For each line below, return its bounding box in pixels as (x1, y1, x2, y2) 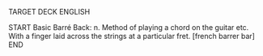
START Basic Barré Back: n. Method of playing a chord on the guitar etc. (8, 23, 249, 32)
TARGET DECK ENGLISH (8, 7, 91, 16)
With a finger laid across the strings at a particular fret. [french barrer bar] (8, 32, 255, 41)
